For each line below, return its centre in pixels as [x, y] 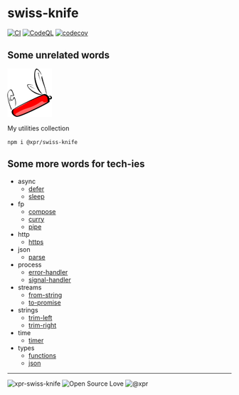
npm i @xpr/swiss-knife [43, 142]
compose [42, 211]
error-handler [48, 272]
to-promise [45, 302]
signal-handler [49, 279]
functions [42, 355]
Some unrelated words [59, 55]
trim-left [40, 317]
